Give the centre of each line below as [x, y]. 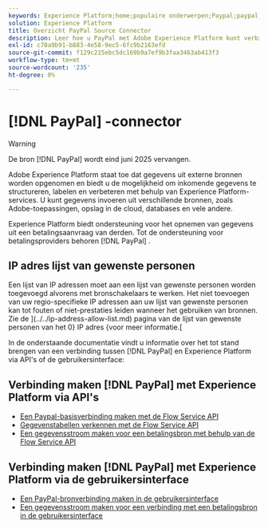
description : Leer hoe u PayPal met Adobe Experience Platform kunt [124, 38]
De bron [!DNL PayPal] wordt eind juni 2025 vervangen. [100, 159]
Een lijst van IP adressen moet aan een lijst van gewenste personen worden [132, 285]
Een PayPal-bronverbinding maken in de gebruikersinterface [119, 498]
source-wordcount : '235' [49, 68]
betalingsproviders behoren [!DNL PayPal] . [79, 241]
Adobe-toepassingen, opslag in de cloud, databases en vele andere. [120, 208]
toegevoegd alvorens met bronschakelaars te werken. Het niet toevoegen [129, 294]
